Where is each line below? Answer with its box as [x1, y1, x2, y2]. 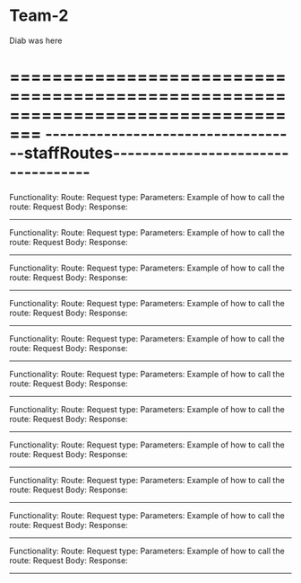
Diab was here [9, 35, 63, 46]
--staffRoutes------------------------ [9, 143, 289, 163]
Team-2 [9, 5, 69, 26]
